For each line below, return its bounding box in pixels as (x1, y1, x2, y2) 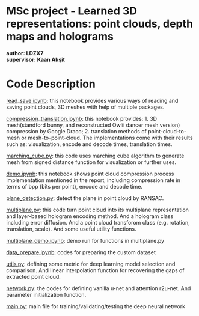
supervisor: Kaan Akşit (6, 56, 65, 63)
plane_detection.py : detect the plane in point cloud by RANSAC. (6, 194, 164, 202)
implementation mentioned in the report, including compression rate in (6, 176, 180, 184)
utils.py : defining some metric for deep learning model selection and (6, 260, 176, 267)
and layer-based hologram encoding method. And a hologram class (6, 212, 174, 220)
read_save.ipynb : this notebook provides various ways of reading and (6, 97, 179, 104)
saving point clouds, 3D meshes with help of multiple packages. (6, 103, 165, 111)
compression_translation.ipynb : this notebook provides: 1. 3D (6, 115, 158, 122)
